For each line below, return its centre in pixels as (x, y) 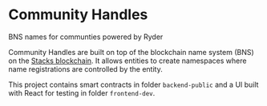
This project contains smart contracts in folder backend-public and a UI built (133, 84)
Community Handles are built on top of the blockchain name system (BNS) (131, 52)
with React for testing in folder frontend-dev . (82, 92)
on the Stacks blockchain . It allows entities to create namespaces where (127, 61)
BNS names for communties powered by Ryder (86, 37)
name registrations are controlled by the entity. (85, 69)
